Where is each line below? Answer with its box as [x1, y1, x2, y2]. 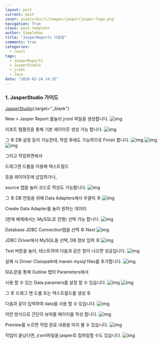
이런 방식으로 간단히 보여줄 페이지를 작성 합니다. [5, 311, 98, 317]
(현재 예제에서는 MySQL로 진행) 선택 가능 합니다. [5, 216, 100, 222]
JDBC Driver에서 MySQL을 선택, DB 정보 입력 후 [5, 237, 100, 244]
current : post [5, 12, 35, 17]
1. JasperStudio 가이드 [5, 94, 58, 101]
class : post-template [5, 26, 50, 31]
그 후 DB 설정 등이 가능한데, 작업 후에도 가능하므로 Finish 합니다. [5, 137, 130, 143]
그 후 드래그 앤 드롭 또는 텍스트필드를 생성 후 [5, 290, 91, 296]
